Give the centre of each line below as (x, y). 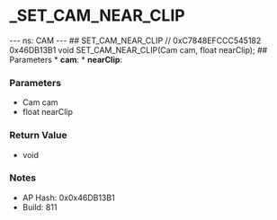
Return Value (38, 136)
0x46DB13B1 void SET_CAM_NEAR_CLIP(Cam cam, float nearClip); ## (138, 49)
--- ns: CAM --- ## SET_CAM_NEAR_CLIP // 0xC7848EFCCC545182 (135, 40)
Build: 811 (40, 207)
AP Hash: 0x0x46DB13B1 (68, 198)
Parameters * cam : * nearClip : (66, 59)
